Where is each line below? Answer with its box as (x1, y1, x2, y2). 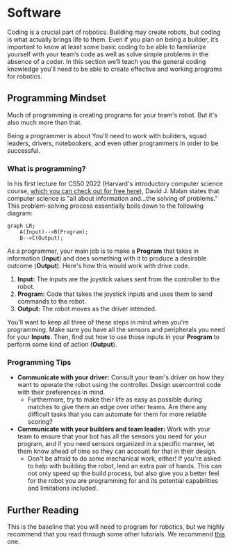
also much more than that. (7, 118, 82, 126)
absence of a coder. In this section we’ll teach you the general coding (7, 57, 206, 65)
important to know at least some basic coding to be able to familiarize (7, 42, 206, 51)
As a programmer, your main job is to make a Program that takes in (7, 247, 199, 255)
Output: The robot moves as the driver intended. (17, 304, 157, 313)
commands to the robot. (17, 297, 87, 306)
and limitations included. (27, 484, 98, 493)
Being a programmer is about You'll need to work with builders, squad (7, 131, 207, 140)
